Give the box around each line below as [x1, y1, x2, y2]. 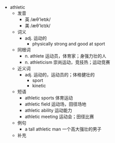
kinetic [32, 82, 46, 88]
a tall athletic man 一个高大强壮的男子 [24, 126, 102, 132]
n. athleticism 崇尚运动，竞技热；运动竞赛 [24, 59, 111, 65]
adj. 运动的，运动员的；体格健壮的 [24, 72, 95, 77]
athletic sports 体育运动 [24, 95, 73, 100]
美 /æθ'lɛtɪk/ [24, 22, 51, 28]
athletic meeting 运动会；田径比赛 [24, 113, 94, 119]
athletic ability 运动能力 [24, 107, 72, 113]
